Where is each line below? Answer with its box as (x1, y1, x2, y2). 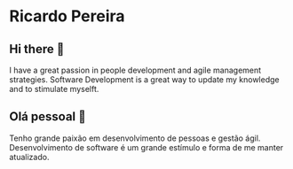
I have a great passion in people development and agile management (9, 65, 262, 75)
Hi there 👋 (9, 42, 65, 57)
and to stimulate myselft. (9, 84, 99, 94)
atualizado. (9, 151, 50, 162)
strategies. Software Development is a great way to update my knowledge (9, 74, 280, 85)
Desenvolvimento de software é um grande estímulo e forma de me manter (9, 142, 284, 152)
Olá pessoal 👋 (9, 109, 87, 125)
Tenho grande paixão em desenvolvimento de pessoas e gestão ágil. (9, 133, 261, 143)
